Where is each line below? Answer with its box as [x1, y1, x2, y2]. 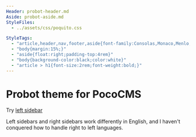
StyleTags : [6, 36, 33, 41]
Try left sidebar [6, 107, 43, 114]
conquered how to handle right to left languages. [6, 124, 124, 131]
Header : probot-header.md [6, 8, 69, 15]
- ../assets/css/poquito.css [11, 24, 82, 31]
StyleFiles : [6, 19, 35, 25]
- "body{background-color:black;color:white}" [11, 57, 127, 63]
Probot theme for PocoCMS [6, 87, 142, 101]
